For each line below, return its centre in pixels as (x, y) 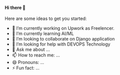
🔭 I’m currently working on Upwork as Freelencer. (63, 28)
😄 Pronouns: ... (28, 62)
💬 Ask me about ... (31, 49)
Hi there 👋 (15, 7)
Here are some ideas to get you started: (46, 18)
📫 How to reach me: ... (36, 55)
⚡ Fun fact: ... (26, 68)
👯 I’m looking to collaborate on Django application (63, 39)
